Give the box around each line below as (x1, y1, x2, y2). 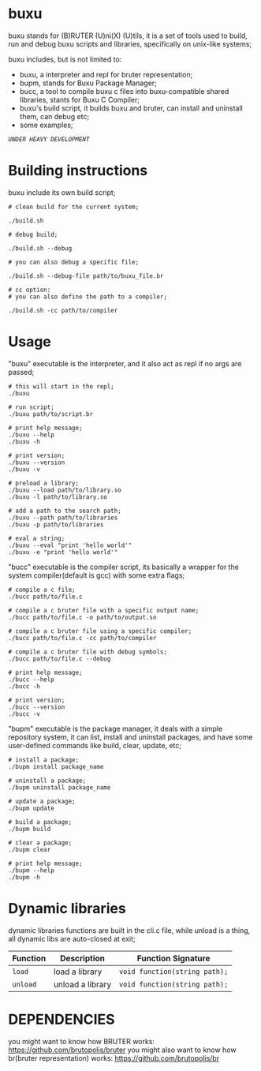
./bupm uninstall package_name (8, 783, 111, 792)
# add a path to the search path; (8, 507, 122, 515)
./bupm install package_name (8, 762, 104, 770)
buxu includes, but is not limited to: (8, 54, 122, 64)
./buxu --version (8, 459, 65, 466)
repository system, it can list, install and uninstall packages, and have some (8, 732, 253, 742)
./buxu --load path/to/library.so (8, 486, 122, 494)
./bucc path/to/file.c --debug (8, 654, 111, 663)
